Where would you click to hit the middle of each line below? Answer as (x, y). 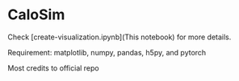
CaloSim (36, 15)
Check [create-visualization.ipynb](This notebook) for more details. (119, 37)
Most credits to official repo (54, 68)
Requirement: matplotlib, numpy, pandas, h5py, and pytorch (107, 52)
